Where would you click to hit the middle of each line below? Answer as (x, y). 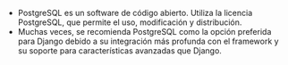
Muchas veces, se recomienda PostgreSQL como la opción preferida (144, 32)
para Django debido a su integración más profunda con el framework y (148, 41)
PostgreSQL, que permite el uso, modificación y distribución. (130, 22)
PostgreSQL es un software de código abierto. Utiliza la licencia (135, 13)
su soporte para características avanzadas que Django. (119, 51)
